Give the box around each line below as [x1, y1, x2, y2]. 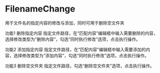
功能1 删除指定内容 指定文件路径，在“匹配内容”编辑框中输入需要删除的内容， [5, 30, 158, 36]
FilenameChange [5, 3, 75, 15]
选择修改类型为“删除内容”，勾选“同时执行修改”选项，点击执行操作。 [5, 36, 141, 42]
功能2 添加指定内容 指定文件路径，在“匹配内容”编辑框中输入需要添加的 [5, 46, 146, 52]
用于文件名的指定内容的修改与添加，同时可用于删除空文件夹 [5, 20, 124, 26]
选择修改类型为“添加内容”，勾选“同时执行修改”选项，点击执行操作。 [13, 52, 149, 58]
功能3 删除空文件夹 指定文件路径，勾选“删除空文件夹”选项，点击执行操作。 [5, 63, 155, 69]
